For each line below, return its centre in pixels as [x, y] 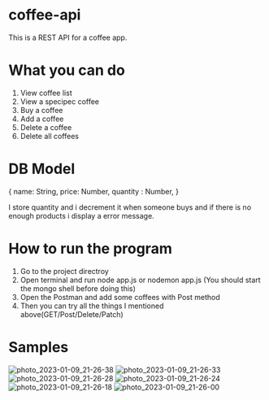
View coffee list [46, 93]
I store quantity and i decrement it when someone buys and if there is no [130, 207]
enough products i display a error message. [81, 215]
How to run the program [90, 249]
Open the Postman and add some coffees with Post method [120, 297]
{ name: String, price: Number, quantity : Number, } [94, 191]
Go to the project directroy [65, 271]
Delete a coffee [46, 127]
